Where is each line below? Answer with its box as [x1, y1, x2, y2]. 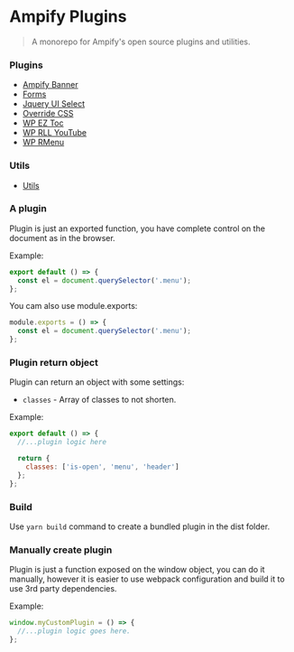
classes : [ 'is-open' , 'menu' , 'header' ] [25, 462, 179, 471]
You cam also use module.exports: [9, 301, 138, 312]
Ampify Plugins [9, 6, 127, 27]
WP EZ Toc [22, 117, 64, 128]
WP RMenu [22, 137, 65, 148]
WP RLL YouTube [22, 127, 87, 138]
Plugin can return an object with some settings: [9, 377, 185, 387]
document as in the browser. [9, 232, 115, 243]
